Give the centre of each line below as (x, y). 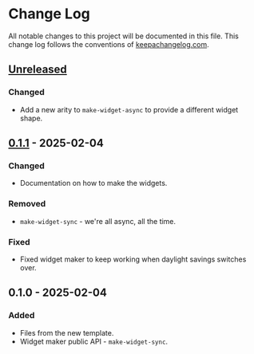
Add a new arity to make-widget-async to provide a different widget (129, 109)
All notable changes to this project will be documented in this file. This (124, 36)
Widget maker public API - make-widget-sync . (94, 341)
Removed (27, 204)
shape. (31, 118)
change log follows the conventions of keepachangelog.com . (109, 44)
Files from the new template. (67, 332)
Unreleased (38, 70)
